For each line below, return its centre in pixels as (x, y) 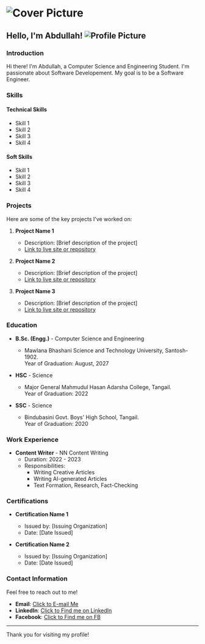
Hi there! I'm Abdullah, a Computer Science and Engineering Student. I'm (98, 66)
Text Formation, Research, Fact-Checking (86, 485)
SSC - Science (34, 405)
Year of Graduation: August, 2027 (67, 363)
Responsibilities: (45, 466)
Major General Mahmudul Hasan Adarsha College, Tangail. (98, 387)
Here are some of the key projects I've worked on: (69, 219)
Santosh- (177, 350)
